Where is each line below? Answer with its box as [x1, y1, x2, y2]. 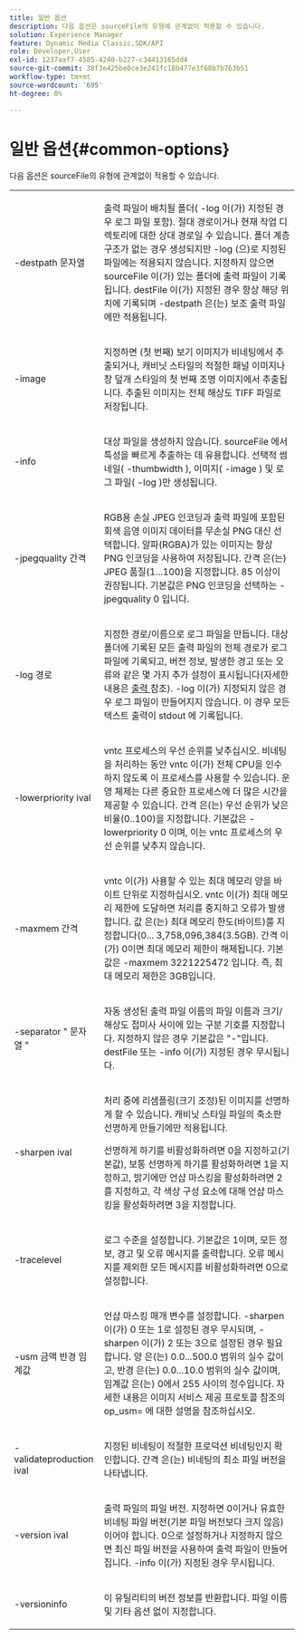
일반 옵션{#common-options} [9, 139, 231, 159]
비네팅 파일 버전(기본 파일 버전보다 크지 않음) [103, 1516, 284, 1528]
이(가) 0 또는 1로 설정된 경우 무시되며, [103, 1324, 257, 1336]
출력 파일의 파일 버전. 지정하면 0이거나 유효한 [103, 1502, 286, 1515]
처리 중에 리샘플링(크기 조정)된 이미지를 [103, 1094, 262, 1107]
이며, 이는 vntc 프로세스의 [168, 826, 272, 839]
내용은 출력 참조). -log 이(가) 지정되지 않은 [103, 682, 276, 695]
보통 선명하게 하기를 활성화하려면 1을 [128, 1158, 279, 1171]
